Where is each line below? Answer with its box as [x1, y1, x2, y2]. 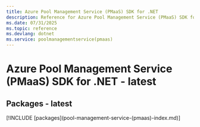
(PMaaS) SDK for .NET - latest [6, 75, 157, 88]
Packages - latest [6, 98, 73, 109]
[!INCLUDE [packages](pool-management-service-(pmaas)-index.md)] [6, 114, 180, 121]
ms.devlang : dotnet [6, 31, 55, 37]
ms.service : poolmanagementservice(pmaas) [6, 36, 113, 42]
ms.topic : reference [6, 25, 58, 32]
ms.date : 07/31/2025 [6, 20, 58, 26]
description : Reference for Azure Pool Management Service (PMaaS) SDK [6, 14, 187, 20]
